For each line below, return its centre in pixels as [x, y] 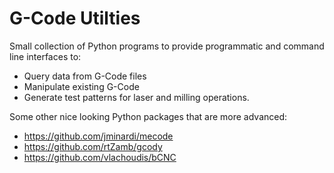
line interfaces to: [45, 56]
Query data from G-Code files [85, 76]
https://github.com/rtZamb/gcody [93, 146]
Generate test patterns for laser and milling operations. [136, 97]
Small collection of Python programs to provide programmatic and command [167, 46]
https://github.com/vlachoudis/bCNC [100, 157]
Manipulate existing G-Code [81, 86]
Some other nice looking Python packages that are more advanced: [148, 116]
